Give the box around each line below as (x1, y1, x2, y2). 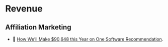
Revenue (5, 3, 43, 14)
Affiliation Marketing (5, 23, 71, 31)
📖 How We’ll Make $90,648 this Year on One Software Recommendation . (12, 36, 163, 42)
